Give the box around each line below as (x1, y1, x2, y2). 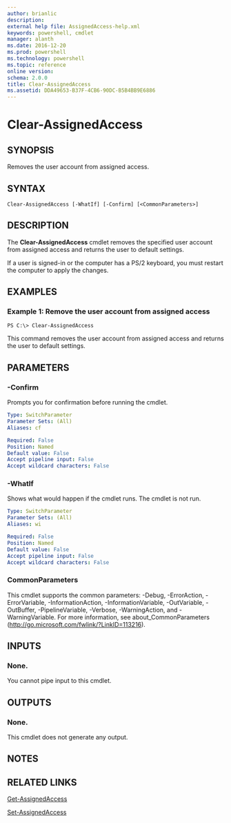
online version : (7, 68, 54, 75)
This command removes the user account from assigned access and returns (7, 334, 224, 342)
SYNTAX (7, 182, 46, 194)
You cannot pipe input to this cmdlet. (7, 677, 112, 685)
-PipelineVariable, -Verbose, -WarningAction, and (37, 606, 178, 614)
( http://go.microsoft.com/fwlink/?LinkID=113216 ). (7, 620, 146, 628)
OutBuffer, (7, 606, 37, 614)
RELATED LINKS (7, 776, 77, 788)
